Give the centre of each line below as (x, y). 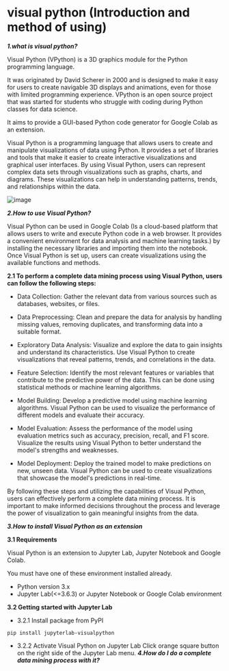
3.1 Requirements (32, 540)
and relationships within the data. (54, 186)
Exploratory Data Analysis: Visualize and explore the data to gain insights (120, 344)
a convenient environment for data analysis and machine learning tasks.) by (114, 240)
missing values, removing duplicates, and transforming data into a (110, 324)
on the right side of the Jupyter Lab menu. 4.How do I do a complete (114, 653)
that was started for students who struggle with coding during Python (105, 101)
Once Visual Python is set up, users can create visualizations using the (107, 255)
